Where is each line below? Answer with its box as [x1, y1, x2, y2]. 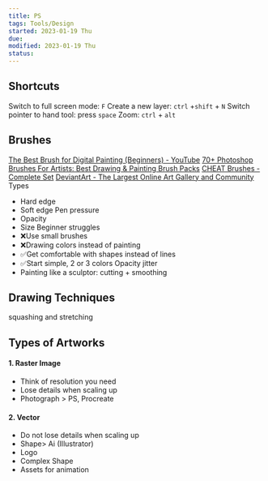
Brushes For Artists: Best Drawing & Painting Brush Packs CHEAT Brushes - [8, 163, 261, 173]
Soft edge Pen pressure [19, 204, 100, 215]
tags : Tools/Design [8, 19, 74, 28]
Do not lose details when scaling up [19, 431, 139, 440]
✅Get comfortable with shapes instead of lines [19, 249, 177, 259]
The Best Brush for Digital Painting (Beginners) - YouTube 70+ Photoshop [8, 155, 253, 165]
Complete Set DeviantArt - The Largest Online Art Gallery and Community [8, 172, 254, 182]
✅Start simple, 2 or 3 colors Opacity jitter [19, 258, 158, 268]
